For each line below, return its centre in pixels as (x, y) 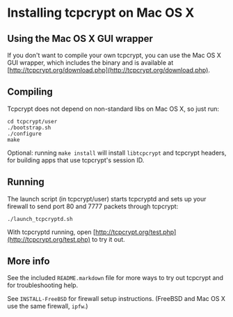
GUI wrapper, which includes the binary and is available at (90, 63)
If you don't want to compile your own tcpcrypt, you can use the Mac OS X (114, 55)
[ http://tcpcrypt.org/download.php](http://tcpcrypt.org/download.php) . (109, 70)
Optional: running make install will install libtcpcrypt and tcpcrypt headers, (117, 153)
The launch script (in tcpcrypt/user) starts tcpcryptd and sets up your (107, 199)
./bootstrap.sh (29, 127)
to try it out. (108, 239)
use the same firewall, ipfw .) (48, 306)
